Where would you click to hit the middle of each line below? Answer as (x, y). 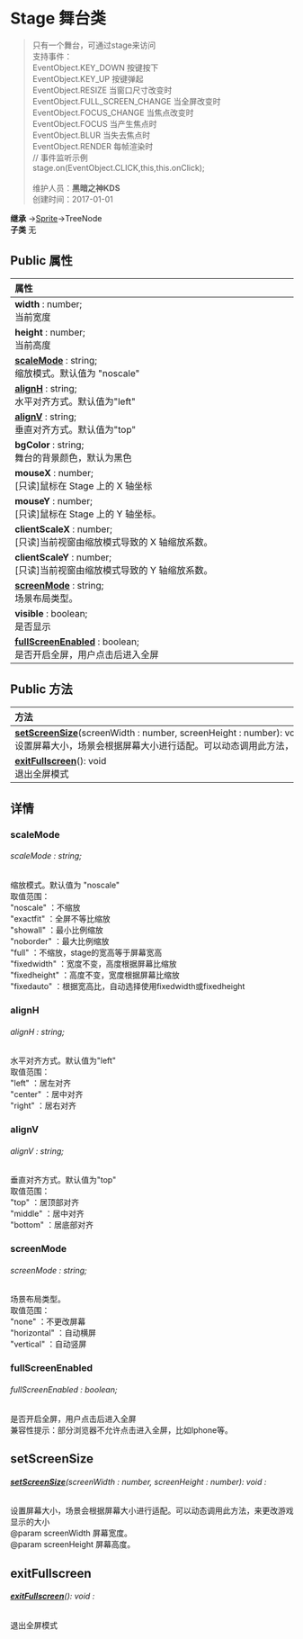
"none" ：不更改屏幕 (48, 1322)
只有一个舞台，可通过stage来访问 (94, 45)
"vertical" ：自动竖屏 (49, 1344)
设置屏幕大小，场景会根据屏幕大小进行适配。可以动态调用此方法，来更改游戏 (152, 1511)
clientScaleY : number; (63, 557)
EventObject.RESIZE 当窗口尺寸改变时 (102, 90)
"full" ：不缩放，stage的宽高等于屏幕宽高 (86, 953)
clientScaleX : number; (64, 529)
